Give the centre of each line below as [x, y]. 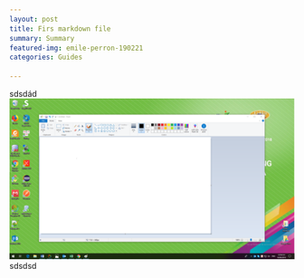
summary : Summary [42, 38]
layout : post [34, 19]
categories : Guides [46, 58]
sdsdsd [23, 265]
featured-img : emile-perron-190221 [76, 48]
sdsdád [24, 94]
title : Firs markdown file [60, 29]
